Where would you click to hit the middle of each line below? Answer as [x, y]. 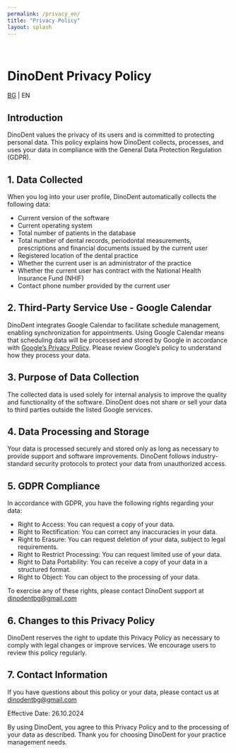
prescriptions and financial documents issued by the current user [113, 248]
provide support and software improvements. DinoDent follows [99, 456]
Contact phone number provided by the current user [94, 285]
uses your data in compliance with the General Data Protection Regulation [115, 150]
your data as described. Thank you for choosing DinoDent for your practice [117, 735]
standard [20, 464]
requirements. [38, 547]
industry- [205, 456]
